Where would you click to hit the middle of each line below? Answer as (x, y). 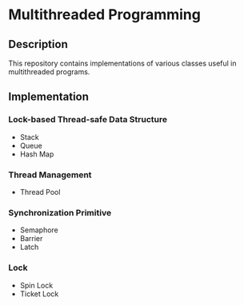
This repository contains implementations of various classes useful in (122, 63)
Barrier (31, 239)
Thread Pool (40, 192)
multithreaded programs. (49, 72)
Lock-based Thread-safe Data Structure (88, 120)
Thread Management (50, 175)
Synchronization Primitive (60, 212)
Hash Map (37, 154)
